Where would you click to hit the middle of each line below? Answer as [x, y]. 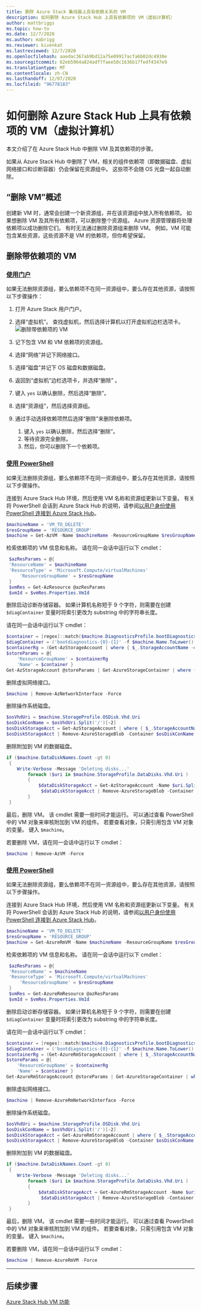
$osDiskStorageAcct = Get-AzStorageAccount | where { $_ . [80, 728]
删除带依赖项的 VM [41, 256]
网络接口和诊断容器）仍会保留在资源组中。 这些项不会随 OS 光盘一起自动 [96, 169]
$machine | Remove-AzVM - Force [45, 853]
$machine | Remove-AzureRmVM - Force [52, 1261]
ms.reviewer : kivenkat [34, 46]
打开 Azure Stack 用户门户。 [50, 309]
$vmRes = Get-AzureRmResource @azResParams [64, 994]
